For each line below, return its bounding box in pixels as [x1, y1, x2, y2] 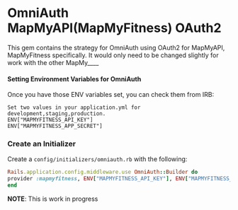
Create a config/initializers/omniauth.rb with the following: [7, 155, 188, 163]
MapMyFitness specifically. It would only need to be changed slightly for [7, 51, 219, 59]
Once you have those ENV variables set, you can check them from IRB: [7, 91, 215, 99]
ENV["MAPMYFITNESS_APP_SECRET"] [7, 122, 103, 130]
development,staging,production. [7, 110, 106, 117]
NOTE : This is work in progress [7, 194, 98, 203]
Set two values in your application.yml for [7, 104, 141, 111]
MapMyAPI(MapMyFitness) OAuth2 [7, 20, 222, 36]
